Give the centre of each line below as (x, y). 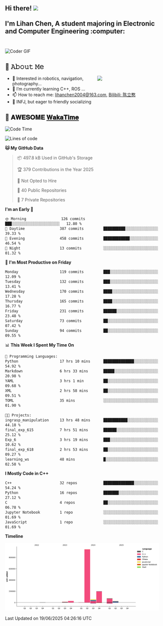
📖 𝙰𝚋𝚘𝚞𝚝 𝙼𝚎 (25, 66)
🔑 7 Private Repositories (41, 200)
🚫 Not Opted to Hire (37, 181)
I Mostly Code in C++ (27, 474)
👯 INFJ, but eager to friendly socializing (52, 102)
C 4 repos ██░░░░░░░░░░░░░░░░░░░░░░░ (82, 503)
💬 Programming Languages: (31, 357)
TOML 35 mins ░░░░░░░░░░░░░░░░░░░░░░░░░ (82, 401)
